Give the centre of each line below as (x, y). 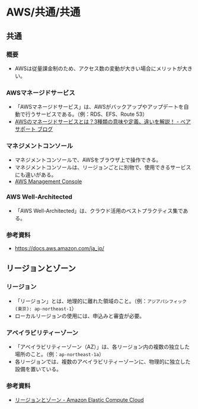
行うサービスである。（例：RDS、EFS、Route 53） (87, 114)
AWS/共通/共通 (43, 12)
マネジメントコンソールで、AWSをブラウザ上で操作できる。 (88, 160)
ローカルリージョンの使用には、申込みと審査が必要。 (80, 316)
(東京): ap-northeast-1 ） (46, 308)
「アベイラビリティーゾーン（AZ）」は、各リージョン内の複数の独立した (102, 347)
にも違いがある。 (36, 175)
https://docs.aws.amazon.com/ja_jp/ (60, 248)
